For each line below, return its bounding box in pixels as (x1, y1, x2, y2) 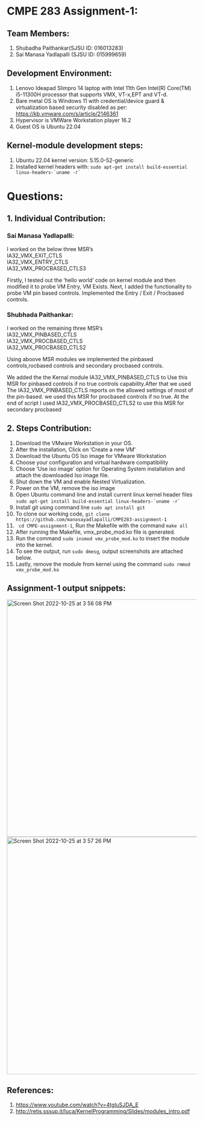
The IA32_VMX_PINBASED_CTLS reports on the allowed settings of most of (7, 386, 193, 394)
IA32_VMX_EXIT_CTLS (7, 252, 63, 259)
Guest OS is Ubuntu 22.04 (15, 123, 81, 130)
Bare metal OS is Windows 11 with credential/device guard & (15, 97, 165, 104)
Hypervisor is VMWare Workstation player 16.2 (15, 116, 131, 123)
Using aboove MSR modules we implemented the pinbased (7, 355, 154, 362)
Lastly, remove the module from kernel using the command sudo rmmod (15, 560, 191, 567)
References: (7, 1085, 54, 1096)
